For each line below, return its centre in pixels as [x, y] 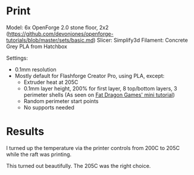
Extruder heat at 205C [51, 82]
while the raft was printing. [39, 154]
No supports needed [49, 107]
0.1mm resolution [35, 69]
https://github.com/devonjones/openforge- [61, 33]
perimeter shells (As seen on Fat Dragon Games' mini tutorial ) [99, 95]
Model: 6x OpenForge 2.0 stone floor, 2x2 [57, 27]
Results [25, 132]
